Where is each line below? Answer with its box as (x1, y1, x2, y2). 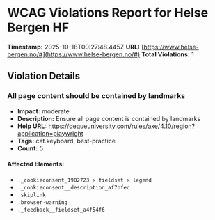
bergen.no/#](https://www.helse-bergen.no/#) (7, 50, 141, 58)
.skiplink (17, 191, 47, 198)
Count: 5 (17, 144, 44, 152)
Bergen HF (7, 19, 70, 36)
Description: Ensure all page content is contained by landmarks (17, 114, 201, 123)
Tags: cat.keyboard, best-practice (17, 136, 116, 145)
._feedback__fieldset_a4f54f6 (17, 206, 106, 213)
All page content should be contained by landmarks (7, 91, 186, 101)
